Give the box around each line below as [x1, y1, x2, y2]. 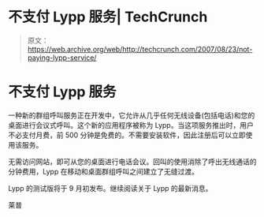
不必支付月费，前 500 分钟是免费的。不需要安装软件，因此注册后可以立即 [8, 130, 246, 140]
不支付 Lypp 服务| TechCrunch [8, 8, 208, 26]
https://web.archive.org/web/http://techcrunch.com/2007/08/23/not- [27, 44, 253, 54]
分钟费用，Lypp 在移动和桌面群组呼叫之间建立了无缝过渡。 [8, 166, 199, 176]
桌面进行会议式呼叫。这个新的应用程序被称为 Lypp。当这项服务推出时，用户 [8, 120, 254, 129]
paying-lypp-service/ [27, 53, 97, 62]
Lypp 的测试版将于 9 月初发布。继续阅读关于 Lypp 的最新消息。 [8, 183, 213, 193]
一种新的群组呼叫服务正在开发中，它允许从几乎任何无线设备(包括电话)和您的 [8, 110, 255, 120]
